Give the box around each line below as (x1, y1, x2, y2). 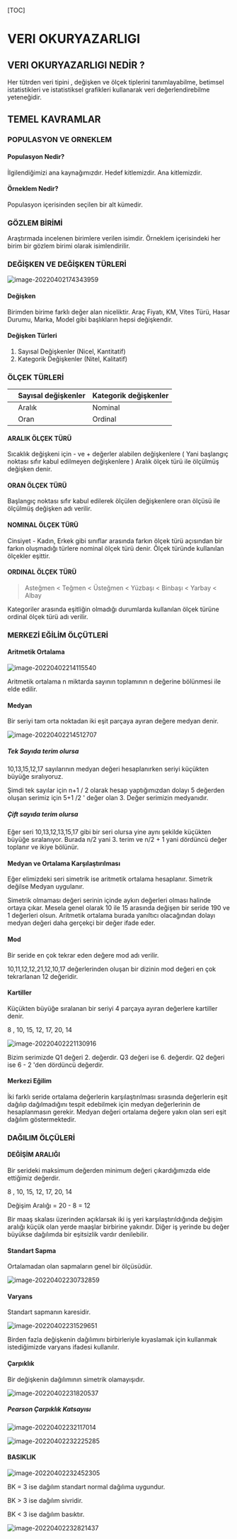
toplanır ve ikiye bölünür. (7, 843, 79, 851)
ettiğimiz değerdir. (7, 1174, 60, 1183)
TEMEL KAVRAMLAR (7, 114, 101, 126)
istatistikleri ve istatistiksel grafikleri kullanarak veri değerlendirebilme (7, 85, 210, 94)
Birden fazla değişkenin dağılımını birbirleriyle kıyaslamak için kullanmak (7, 1335, 217, 1344)
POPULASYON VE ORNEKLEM (7, 135, 112, 145)
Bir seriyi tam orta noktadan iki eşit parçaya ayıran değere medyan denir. (7, 717, 219, 725)
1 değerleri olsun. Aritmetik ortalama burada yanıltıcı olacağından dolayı (7, 911, 216, 920)
